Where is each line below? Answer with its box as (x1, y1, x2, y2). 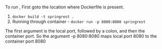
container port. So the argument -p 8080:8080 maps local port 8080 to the (5, 33, 157, 39)
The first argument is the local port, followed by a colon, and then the (5, 28, 145, 33)
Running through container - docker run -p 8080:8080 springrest (12, 19, 146, 24)
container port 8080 (5, 38, 46, 44)
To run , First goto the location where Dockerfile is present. (5, 4, 124, 10)
